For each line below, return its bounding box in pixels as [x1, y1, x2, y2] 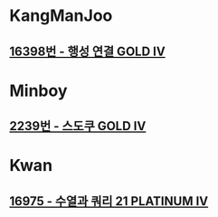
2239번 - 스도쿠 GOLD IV [9, 118, 147, 134]
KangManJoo [9, 5, 113, 26]
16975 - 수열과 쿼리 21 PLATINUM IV [9, 193, 209, 209]
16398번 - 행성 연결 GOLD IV [9, 43, 166, 59]
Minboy [9, 80, 68, 100]
